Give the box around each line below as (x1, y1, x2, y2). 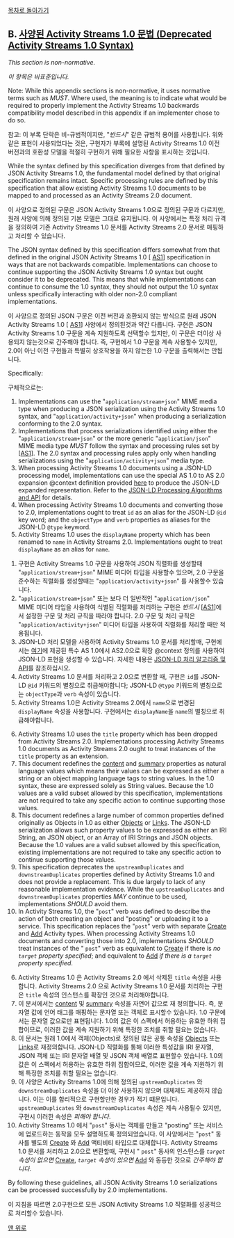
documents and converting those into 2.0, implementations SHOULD (17, 936, 214, 944)
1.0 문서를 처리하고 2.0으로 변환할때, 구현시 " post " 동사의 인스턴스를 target (17, 1147, 226, 1155)
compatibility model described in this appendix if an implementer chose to (8, 108, 220, 117)
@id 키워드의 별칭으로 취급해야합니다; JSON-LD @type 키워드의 (27, 681, 199, 689)
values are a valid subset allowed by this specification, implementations (17, 789, 223, 797)
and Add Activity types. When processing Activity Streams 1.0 (17, 929, 196, 938)
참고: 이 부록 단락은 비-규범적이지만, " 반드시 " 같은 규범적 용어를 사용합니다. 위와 (8, 130, 224, 138)
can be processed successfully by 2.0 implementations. (8, 1185, 168, 1194)
